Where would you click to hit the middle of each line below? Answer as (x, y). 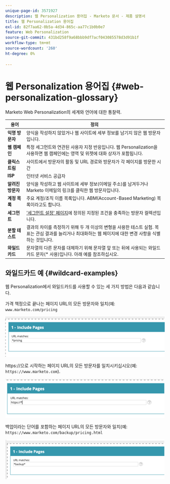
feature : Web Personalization (37, 32)
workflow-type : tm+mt (28, 43)
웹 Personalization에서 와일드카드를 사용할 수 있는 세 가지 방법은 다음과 (76, 286)
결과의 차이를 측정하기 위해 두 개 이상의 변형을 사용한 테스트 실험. (90, 227)
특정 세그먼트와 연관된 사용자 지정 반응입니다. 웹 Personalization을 (92, 147)
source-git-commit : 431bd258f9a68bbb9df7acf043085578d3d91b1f (72, 38)
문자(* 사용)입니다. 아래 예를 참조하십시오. (77, 254)
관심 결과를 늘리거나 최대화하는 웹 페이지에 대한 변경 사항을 (94, 233)
